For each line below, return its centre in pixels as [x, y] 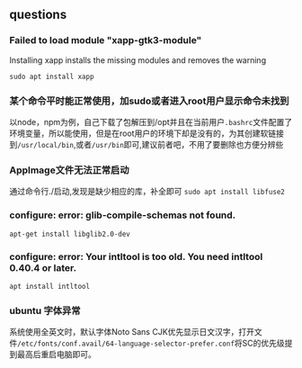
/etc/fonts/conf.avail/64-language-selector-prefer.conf [126, 344]
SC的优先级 [263, 343]
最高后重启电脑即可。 [56, 355]
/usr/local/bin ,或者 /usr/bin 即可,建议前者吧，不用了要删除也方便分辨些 [151, 144]
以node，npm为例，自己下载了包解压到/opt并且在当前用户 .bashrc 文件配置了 [151, 121]
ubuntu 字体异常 [45, 310]
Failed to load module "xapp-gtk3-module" [106, 40]
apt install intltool [50, 286]
